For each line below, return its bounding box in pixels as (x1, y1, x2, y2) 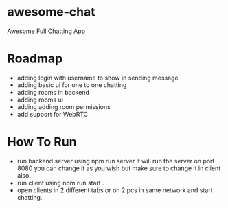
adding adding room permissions (16, 102, 111, 111)
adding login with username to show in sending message (16, 73, 179, 82)
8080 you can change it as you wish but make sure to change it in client (16, 164, 221, 172)
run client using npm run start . (16, 178, 104, 187)
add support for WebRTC (16, 110, 89, 118)
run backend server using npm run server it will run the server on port (16, 157, 215, 165)
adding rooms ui (16, 95, 64, 104)
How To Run (7, 135, 77, 150)
